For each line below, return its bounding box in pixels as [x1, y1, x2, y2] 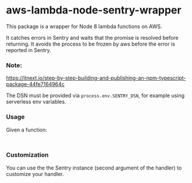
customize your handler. [6, 170, 64, 177]
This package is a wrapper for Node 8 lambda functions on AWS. [6, 23, 162, 30]
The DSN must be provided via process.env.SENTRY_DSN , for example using [6, 92, 185, 99]
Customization [6, 151, 49, 159]
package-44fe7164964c [6, 81, 65, 88]
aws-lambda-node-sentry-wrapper [6, 4, 182, 17]
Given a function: [6, 126, 47, 133]
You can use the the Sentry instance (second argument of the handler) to [6, 164, 182, 171]
